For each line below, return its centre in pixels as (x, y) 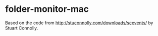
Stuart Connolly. (22, 28)
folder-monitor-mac (47, 9)
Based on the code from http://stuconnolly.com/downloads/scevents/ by (79, 23)
